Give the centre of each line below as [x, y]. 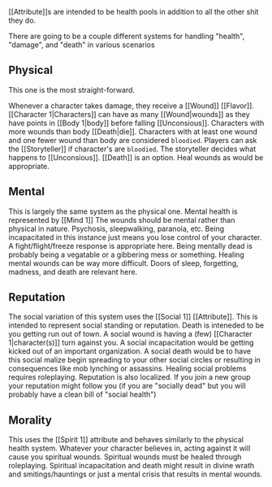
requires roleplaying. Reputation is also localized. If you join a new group [130, 377]
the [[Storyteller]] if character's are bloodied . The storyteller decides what [132, 149]
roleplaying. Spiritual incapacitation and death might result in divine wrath [132, 466]
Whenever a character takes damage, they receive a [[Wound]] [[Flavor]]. [131, 106]
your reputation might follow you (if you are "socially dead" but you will [127, 386]
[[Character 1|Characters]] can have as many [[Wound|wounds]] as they [129, 114]
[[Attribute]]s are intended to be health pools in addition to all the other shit [134, 12]
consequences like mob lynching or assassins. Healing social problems [127, 368]
